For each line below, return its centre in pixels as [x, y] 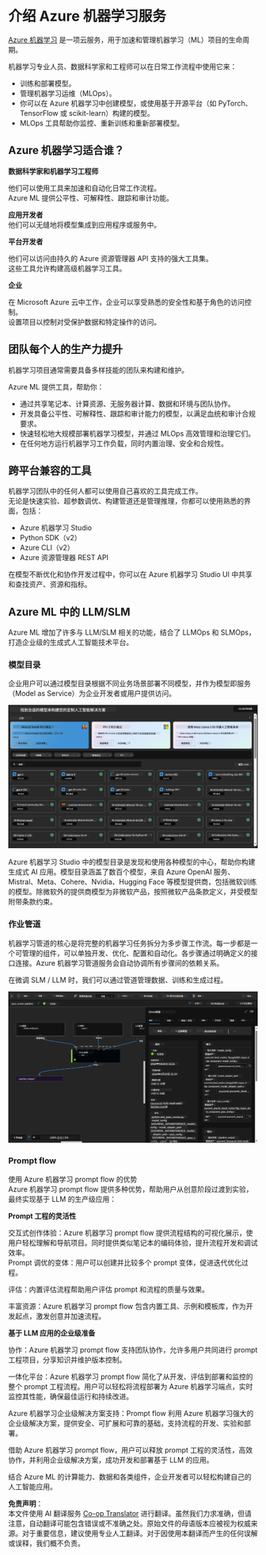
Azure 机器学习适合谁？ [66, 150]
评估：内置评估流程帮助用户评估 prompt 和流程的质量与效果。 [109, 1289]
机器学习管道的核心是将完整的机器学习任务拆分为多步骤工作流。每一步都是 [129, 943]
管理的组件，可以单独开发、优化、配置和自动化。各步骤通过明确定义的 [136, 953]
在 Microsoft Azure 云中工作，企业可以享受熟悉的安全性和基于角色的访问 [127, 301]
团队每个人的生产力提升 [65, 349]
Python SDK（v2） [50, 538]
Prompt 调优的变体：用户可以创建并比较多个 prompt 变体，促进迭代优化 [125, 1262]
